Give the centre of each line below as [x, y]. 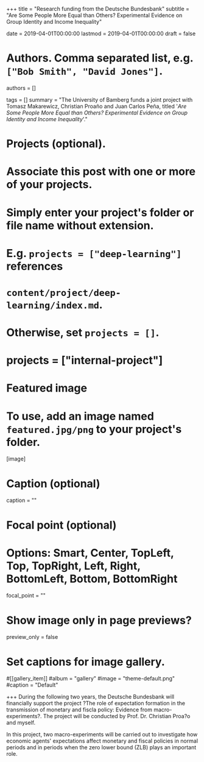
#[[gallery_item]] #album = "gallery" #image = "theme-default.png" [91, 679]
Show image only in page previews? [99, 620]
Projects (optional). [56, 144]
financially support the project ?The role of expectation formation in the [96, 704]
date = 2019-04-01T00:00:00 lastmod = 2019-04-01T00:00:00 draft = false [101, 34]
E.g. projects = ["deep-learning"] [94, 253]
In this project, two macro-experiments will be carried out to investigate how [102, 735]
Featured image [47, 388]
